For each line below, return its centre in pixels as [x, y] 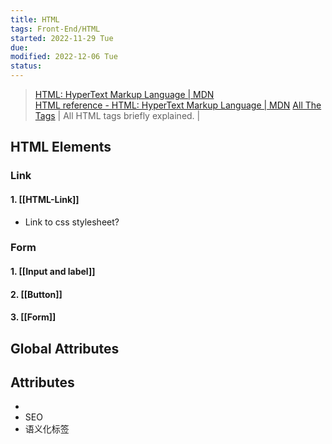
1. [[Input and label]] [53, 272]
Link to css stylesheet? [72, 222]
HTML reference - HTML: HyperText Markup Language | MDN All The [178, 105]
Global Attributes [65, 348]
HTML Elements [61, 147]
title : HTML [35, 19]
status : [26, 66]
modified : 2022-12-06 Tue [64, 57]
